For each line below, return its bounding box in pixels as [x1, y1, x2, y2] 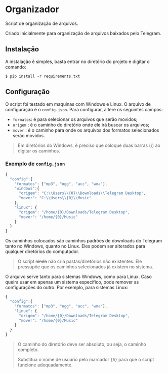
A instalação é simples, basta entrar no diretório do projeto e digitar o [5, 58, 150, 65]
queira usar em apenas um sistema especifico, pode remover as [5, 279, 139, 285]
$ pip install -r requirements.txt [5, 74, 80, 79]
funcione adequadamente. [17, 362, 73, 368]
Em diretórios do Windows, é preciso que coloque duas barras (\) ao [17, 142, 160, 148]
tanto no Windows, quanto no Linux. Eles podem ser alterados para [5, 243, 146, 250]
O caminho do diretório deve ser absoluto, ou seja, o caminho [17, 341, 146, 348]
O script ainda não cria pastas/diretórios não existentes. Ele [17, 258, 142, 265]
